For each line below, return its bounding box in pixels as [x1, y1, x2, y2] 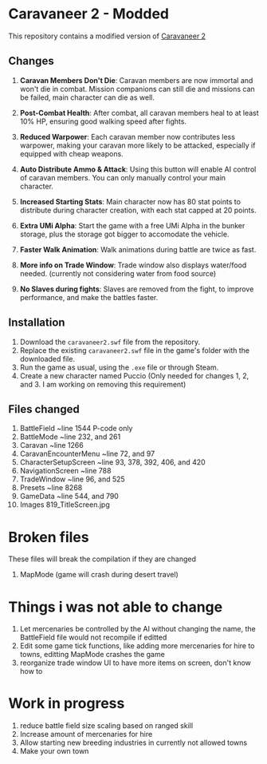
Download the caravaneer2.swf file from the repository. [19, 337, 201, 346]
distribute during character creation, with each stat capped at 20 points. [19, 205, 257, 215]
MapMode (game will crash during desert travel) [19, 570, 179, 580]
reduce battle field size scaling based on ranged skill [19, 721, 194, 730]
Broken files [8, 528, 89, 546]
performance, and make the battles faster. [19, 292, 159, 302]
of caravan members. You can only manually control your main [19, 172, 226, 182]
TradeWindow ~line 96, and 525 [19, 474, 125, 484]
